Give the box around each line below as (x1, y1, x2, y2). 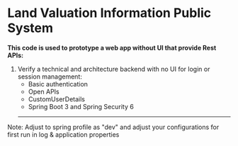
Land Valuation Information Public (7, 5, 212, 21)
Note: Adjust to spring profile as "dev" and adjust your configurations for (7, 123, 220, 131)
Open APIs (28, 87, 59, 96)
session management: (17, 72, 83, 81)
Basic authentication (28, 79, 89, 88)
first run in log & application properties (7, 130, 120, 139)
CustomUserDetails (28, 94, 85, 103)
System (7, 20, 54, 36)
